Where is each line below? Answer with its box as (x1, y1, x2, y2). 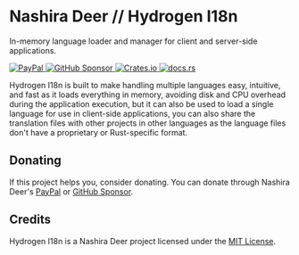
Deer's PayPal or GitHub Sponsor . (9, 185, 134, 197)
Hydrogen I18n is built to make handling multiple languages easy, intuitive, (9, 79, 281, 90)
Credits (9, 212, 52, 227)
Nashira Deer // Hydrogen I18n (9, 6, 238, 27)
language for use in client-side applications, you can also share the (9, 108, 256, 119)
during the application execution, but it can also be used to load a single (9, 98, 274, 109)
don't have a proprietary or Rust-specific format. (9, 127, 188, 137)
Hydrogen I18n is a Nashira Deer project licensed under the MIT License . (9, 235, 277, 246)
